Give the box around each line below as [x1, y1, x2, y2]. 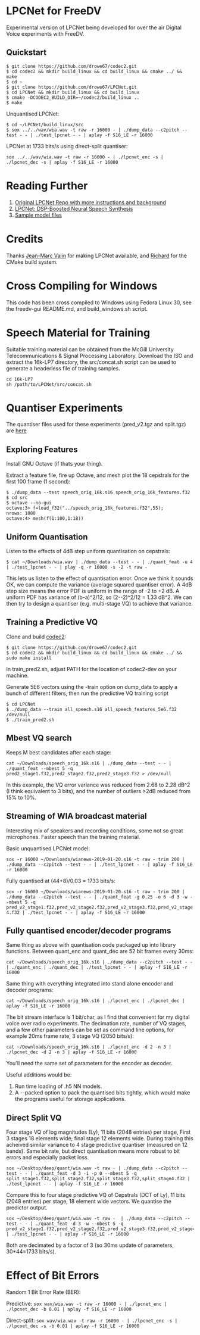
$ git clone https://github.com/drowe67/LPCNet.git [6, 84, 137, 90]
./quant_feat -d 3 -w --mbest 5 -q [35, 1221, 124, 1227]
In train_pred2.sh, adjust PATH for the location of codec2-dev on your [6, 665, 177, 672]
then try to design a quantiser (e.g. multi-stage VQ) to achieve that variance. [6, 600, 193, 607]
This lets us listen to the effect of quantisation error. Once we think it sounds [6, 575, 193, 582]
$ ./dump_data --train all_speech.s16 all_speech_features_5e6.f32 [6, 706, 177, 712]
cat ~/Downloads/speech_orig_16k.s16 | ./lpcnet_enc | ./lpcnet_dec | [6, 998, 185, 1004]
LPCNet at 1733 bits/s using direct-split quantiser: [6, 142, 128, 149]
